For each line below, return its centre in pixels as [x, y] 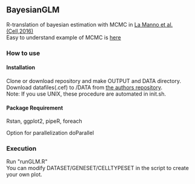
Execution [21, 149]
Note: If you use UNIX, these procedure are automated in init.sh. [86, 94]
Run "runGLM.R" [27, 162]
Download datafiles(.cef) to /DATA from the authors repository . [84, 87]
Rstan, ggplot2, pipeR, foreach [45, 121]
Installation [21, 67]
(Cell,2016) [20, 31]
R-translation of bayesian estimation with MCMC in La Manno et [86, 24]
